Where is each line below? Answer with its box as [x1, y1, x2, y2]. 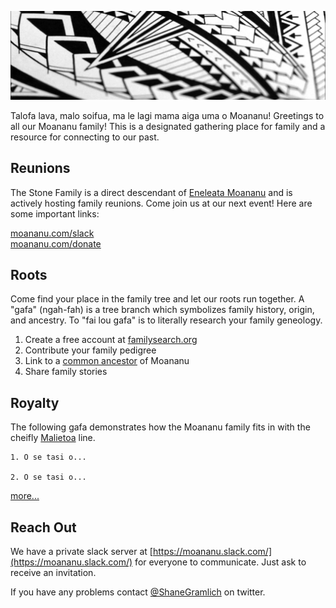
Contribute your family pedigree [24, 344, 157, 356]
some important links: [10, 207, 100, 220]
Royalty [10, 394, 60, 411]
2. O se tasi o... [10, 472, 87, 483]
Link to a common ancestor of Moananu [24, 355, 190, 367]
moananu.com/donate [10, 237, 102, 250]
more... [10, 490, 40, 502]
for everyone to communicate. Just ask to [134, 556, 307, 568]
